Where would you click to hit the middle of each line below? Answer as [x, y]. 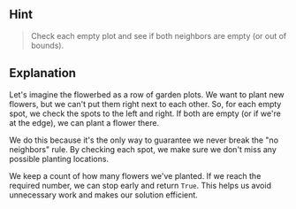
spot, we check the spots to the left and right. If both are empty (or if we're [145, 113]
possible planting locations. [59, 159]
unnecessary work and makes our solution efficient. [104, 195]
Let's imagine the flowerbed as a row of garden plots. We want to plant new [147, 94]
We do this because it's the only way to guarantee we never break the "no [144, 140]
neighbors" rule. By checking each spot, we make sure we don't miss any [143, 149]
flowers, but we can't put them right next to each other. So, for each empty [145, 104]
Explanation [43, 73]
